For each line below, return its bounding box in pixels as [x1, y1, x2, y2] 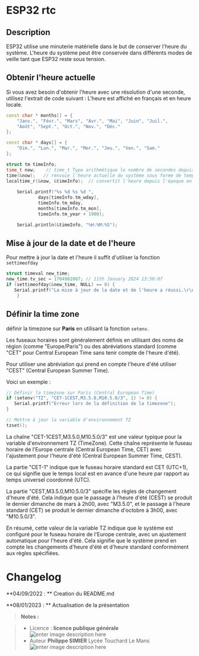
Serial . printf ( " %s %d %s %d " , [17, 189, 94, 195]
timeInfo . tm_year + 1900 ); [37, 211, 105, 217]
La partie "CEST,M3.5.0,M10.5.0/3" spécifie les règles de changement [6, 488, 176, 495]
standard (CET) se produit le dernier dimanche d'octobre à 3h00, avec [6, 507, 178, 514]
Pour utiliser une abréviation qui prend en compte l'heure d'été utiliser [6, 360, 176, 368]
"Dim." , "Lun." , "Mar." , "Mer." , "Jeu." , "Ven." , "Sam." [17, 145, 161, 151]
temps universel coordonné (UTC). [6, 476, 91, 483]
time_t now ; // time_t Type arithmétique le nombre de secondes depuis [6, 167, 195, 173]
